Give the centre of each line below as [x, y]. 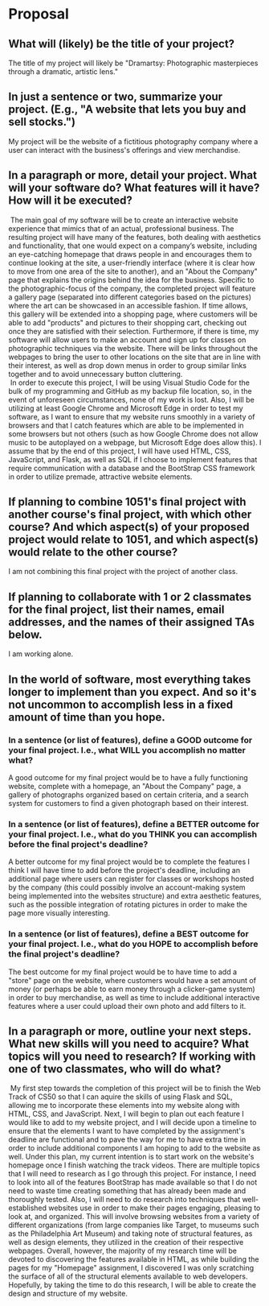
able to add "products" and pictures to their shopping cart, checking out [128, 322]
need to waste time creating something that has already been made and [127, 1191]
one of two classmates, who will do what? [115, 1069]
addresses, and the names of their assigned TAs [132, 622]
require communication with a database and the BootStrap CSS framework [132, 468]
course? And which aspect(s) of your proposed [129, 527]
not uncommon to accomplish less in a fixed [121, 704]
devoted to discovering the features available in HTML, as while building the [134, 1259]
